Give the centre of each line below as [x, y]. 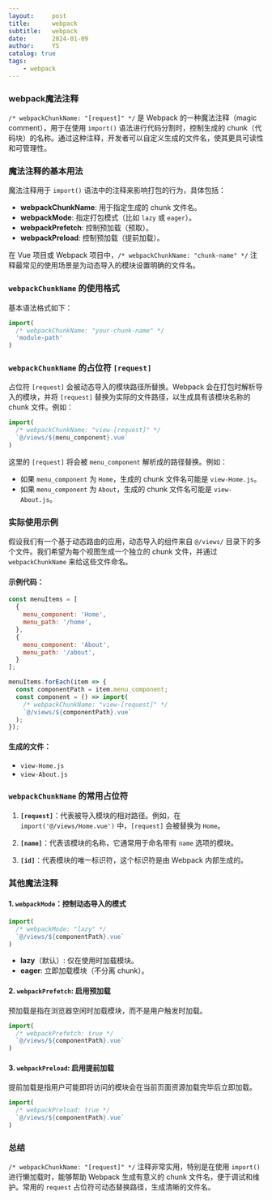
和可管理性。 [30, 148]
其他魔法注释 [34, 883]
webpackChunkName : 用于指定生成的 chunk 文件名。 [111, 208]
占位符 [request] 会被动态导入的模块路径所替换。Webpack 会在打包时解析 [132, 387]
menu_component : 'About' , [67, 645]
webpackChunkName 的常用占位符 [68, 796]
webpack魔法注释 [44, 98]
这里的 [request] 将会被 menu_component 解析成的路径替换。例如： [118, 461]
